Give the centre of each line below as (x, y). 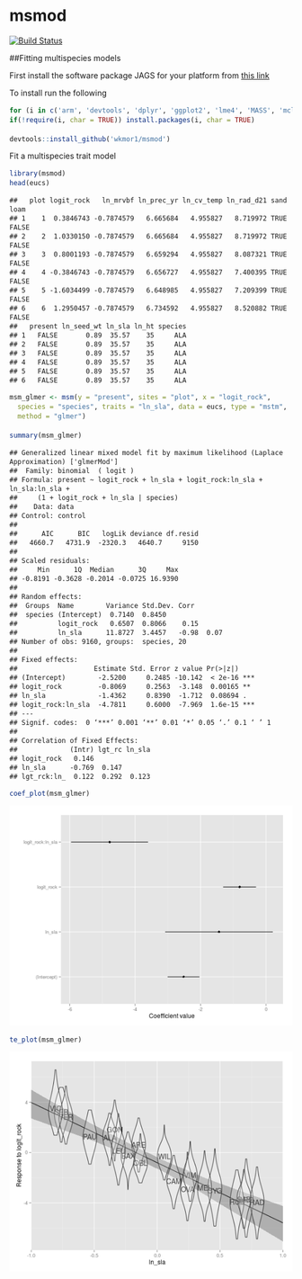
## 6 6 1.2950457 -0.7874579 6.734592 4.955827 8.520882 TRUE (148, 309)
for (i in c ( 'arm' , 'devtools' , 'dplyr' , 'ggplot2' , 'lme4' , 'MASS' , (142, 110)
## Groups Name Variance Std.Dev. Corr (102, 605)
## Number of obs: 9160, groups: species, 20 (98, 641)
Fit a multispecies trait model (63, 156)
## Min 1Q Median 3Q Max (94, 569)
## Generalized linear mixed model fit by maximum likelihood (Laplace (146, 452)
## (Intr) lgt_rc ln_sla (80, 749)
